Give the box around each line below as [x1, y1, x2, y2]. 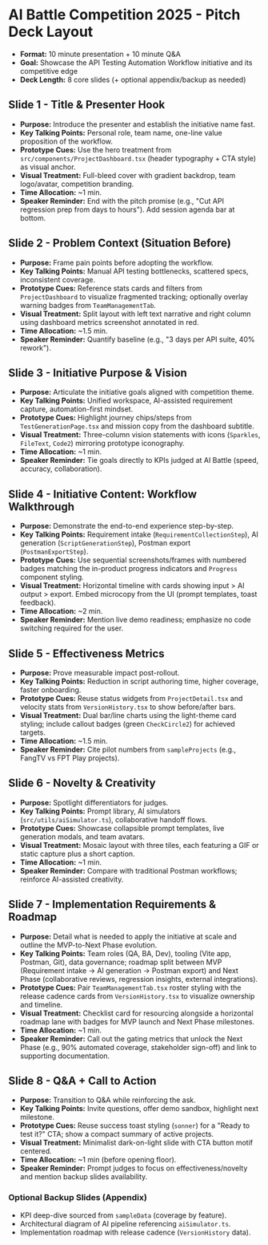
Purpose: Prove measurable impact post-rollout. [19, 668, 180, 677]
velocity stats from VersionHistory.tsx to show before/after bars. [19, 702, 236, 712]
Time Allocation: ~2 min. [19, 606, 103, 616]
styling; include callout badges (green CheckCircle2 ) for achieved [19, 720, 236, 728]
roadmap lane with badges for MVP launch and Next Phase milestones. [19, 1016, 254, 1026]
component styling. [19, 572, 84, 582]
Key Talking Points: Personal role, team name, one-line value [19, 128, 222, 137]
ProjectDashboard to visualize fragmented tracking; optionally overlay [19, 291, 249, 302]
